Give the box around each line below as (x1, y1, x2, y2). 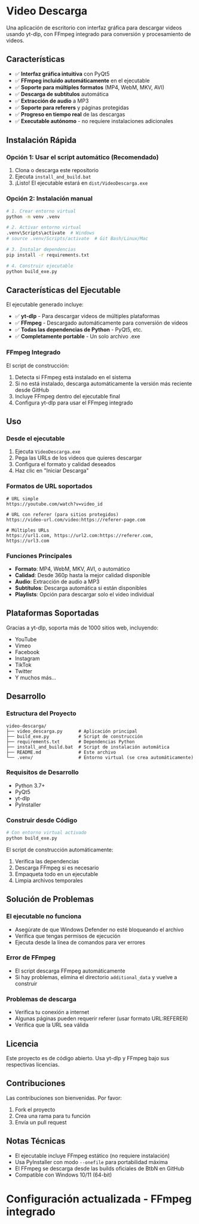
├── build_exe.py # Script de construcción (6, 733, 143, 739)
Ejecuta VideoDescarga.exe (14, 448, 81, 455)
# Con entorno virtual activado (6, 830, 87, 836)
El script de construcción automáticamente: (6, 846, 114, 853)
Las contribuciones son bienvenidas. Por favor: (6, 1094, 123, 1102)
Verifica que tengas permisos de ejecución (14, 932, 121, 940)
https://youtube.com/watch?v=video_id (6, 501, 103, 507)
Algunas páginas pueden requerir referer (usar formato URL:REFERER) (14, 1015, 188, 1022)
